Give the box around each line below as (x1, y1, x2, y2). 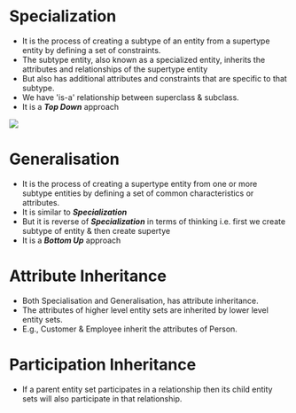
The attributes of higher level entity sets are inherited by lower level (21, 304, 269, 316)
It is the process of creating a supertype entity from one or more (21, 178, 258, 189)
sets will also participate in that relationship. (21, 393, 183, 404)
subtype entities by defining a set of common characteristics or (21, 188, 254, 199)
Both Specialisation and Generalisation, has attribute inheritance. (21, 295, 259, 306)
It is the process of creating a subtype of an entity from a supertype (21, 35, 270, 46)
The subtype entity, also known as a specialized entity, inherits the (21, 54, 266, 65)
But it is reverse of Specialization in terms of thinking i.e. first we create (21, 215, 286, 227)
